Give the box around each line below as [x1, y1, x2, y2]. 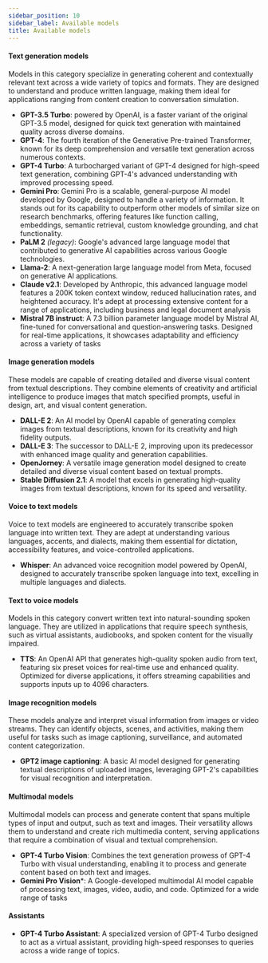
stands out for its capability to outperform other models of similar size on [19, 203, 260, 212]
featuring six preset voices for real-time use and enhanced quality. [19, 663, 239, 673]
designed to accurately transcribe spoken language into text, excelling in [19, 568, 259, 578]
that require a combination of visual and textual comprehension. [8, 835, 219, 844]
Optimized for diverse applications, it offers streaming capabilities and [19, 671, 251, 681]
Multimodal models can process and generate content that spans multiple [8, 809, 250, 819]
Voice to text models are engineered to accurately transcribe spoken [8, 519, 234, 529]
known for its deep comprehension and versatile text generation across [19, 144, 255, 153]
